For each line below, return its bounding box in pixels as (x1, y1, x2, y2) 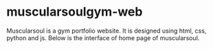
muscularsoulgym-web (6, 4, 143, 20)
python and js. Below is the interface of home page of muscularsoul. (6, 33, 200, 42)
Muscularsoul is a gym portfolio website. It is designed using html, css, (6, 27, 207, 35)
